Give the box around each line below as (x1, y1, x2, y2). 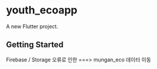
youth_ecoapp (6, 4, 78, 17)
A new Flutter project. (6, 23, 59, 30)
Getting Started (6, 40, 64, 50)
